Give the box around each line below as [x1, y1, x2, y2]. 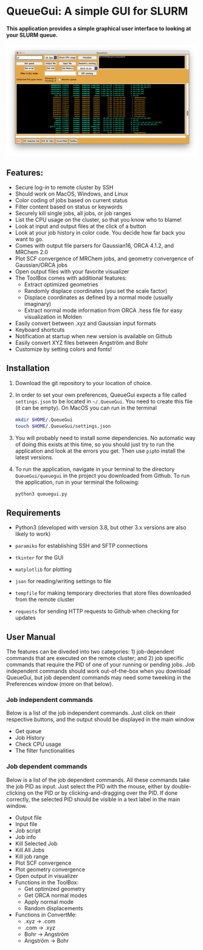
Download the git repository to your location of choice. [15, 379, 152, 386]
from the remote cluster [15, 596, 75, 603]
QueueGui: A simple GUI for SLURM [6, 4, 188, 18]
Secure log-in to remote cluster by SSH [15, 184, 114, 191]
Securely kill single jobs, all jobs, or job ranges [15, 210, 132, 217]
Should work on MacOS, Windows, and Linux [15, 190, 129, 197]
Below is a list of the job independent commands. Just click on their [6, 709, 176, 717]
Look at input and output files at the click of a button [15, 222, 146, 230]
